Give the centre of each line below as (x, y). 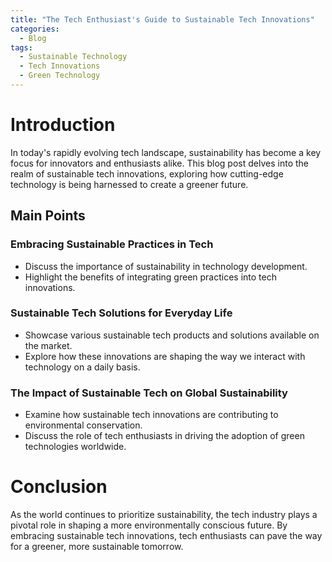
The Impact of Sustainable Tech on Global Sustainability (149, 393)
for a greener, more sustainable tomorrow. (97, 547)
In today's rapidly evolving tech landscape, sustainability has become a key (166, 152)
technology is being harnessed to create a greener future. (129, 184)
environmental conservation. (83, 425)
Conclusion (59, 487)
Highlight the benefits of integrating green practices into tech (150, 277)
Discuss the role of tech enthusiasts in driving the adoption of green (164, 436)
